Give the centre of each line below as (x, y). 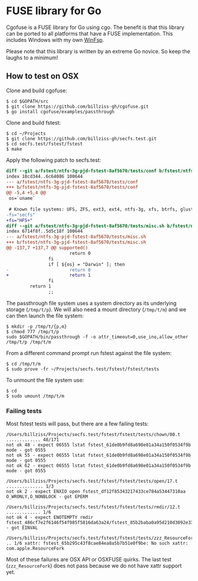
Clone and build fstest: (34, 122)
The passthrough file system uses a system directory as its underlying (91, 303)
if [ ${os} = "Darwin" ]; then (87, 264)
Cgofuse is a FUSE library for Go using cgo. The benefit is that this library (95, 27)
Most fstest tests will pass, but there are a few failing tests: (77, 424)
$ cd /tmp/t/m (24, 364)
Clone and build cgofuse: (37, 91)
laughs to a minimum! (32, 57)
